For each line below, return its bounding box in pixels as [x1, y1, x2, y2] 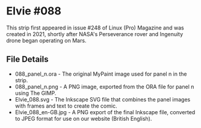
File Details [6, 54, 49, 64]
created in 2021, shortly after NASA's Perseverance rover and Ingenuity [6, 30, 184, 37]
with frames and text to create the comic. [14, 102, 117, 109]
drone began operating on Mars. [6, 37, 87, 44]
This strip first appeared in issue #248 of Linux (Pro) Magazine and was [6, 24, 185, 31]
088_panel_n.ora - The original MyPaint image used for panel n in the [14, 70, 187, 78]
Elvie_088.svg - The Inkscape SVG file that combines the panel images [14, 96, 191, 103]
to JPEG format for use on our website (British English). [14, 115, 152, 122]
